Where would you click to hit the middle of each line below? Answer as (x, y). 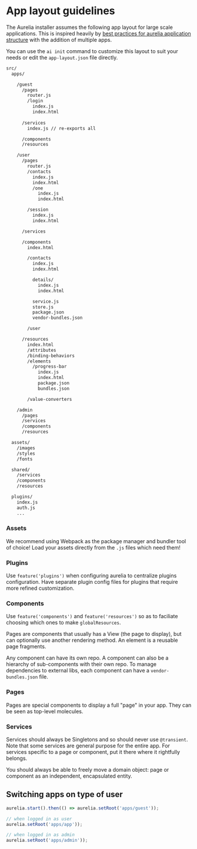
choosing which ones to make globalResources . (64, 623)
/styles (26, 453)
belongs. (17, 758)
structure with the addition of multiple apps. (59, 40)
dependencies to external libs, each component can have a (78, 671)
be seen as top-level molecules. (45, 711)
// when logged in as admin (41, 835)
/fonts (25, 459)
